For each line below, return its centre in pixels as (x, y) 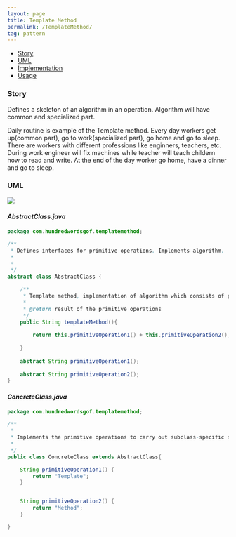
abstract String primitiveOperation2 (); (80, 374)
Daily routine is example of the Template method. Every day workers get (112, 130)
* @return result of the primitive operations (92, 309)
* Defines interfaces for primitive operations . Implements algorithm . (117, 251)
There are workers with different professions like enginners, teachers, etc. (114, 145)
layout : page (26, 14)
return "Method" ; (58, 508)
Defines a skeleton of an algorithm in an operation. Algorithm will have (109, 109)
